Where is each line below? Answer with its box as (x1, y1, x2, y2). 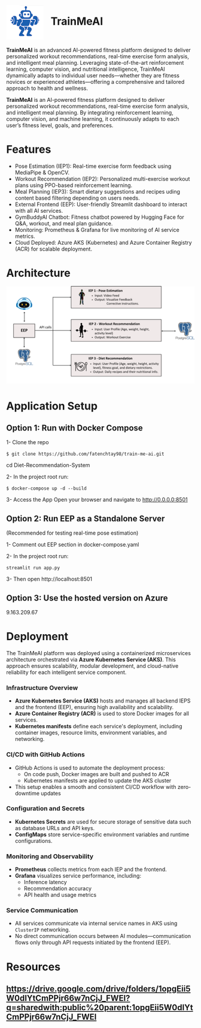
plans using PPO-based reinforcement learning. (14, 182, 133, 189)
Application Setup (6, 399, 98, 412)
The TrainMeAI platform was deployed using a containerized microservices (6, 649, 191, 656)
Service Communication (6, 906, 78, 915)
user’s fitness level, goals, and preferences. (6, 122, 114, 129)
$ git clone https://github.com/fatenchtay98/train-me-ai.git (6, 451, 165, 457)
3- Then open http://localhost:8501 (6, 575, 93, 583)
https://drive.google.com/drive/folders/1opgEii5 (6, 984, 191, 994)
